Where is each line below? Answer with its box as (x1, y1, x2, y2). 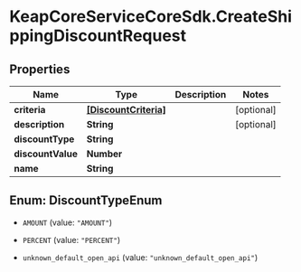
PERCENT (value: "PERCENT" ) (22, 234, 120, 245)
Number (86, 147, 123, 160)
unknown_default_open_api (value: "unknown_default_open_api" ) (22, 251, 259, 263)
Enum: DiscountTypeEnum (9, 192, 163, 209)
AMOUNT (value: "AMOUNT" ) (22, 217, 113, 228)
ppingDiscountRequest (9, 25, 187, 46)
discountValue (14, 147, 79, 160)
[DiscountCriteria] (86, 104, 166, 116)
